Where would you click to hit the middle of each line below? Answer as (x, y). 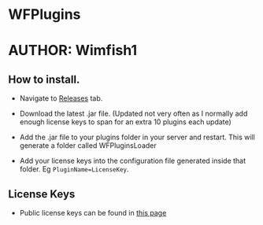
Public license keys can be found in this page (93, 213)
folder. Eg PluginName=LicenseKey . (74, 169)
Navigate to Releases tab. (61, 98)
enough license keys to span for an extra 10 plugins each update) (126, 122)
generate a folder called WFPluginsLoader (88, 146)
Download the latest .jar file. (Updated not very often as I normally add (133, 114)
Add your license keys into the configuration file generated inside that (133, 161)
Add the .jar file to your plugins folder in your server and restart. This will (137, 137)
